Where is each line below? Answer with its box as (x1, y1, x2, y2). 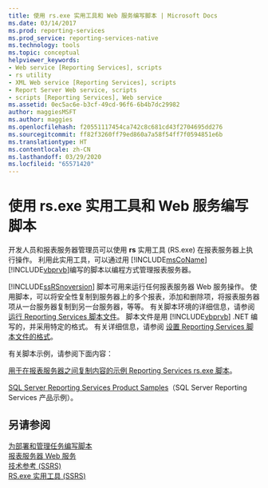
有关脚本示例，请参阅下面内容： (8, 349, 113, 359)
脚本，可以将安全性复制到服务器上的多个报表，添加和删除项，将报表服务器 (14, 292, 260, 302)
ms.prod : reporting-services (8, 26, 105, 34)
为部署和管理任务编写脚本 (8, 441, 93, 450)
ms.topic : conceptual (8, 49, 81, 57)
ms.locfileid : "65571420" (8, 161, 94, 169)
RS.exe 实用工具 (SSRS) (8, 470, 86, 480)
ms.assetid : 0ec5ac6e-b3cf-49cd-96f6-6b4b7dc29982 (8, 101, 180, 109)
